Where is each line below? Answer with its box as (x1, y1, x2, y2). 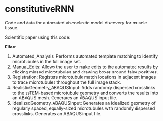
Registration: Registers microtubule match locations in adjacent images (12, 74, 156, 80)
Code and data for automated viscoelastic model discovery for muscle (5, 20, 147, 25)
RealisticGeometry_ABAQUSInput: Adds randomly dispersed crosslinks (12, 84, 156, 90)
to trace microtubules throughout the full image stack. (12, 79, 121, 85)
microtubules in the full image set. (12, 58, 81, 64)
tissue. (5, 24, 19, 30)
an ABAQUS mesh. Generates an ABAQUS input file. (12, 95, 118, 101)
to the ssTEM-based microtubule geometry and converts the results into (12, 90, 158, 96)
